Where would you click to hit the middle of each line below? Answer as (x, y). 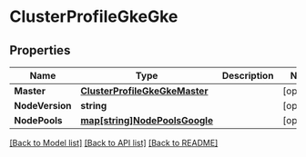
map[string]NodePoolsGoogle (147, 120)
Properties (40, 50)
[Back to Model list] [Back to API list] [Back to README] (114, 143)
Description (248, 76)
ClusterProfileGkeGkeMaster (144, 91)
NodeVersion (43, 106)
